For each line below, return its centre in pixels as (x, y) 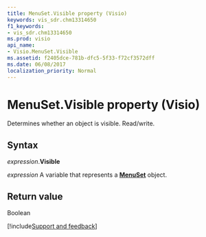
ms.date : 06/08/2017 (37, 64)
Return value (35, 196)
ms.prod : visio (29, 39)
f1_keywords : (26, 26)
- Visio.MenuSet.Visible (43, 52)
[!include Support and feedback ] (52, 226)
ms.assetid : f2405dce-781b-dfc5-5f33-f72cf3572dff (81, 58)
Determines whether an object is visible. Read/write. (81, 123)
